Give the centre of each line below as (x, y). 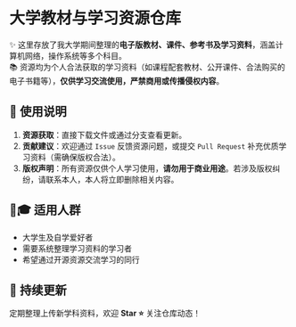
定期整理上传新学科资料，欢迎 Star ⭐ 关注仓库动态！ (105, 314)
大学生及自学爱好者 (58, 237)
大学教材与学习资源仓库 (95, 18)
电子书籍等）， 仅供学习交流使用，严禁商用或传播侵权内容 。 (117, 80)
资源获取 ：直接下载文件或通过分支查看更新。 (104, 135)
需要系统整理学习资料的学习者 (77, 248)
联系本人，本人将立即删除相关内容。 (112, 179)
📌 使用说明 (38, 112)
